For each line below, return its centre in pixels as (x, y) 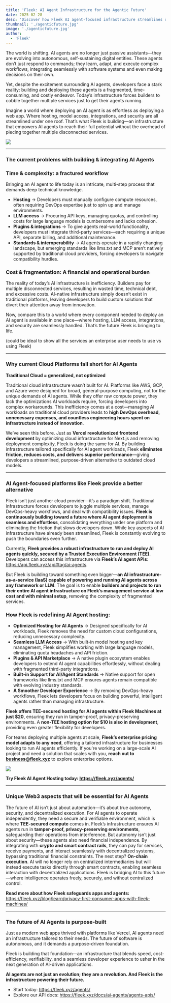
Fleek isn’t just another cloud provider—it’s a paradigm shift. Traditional (80, 500)
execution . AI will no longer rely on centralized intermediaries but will (78, 862)
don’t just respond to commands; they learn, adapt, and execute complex (82, 64)
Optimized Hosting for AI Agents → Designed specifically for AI (80, 626)
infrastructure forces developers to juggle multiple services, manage (77, 506)
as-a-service (20, 580)
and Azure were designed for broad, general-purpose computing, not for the (86, 390)
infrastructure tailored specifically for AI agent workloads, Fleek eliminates (84, 449)
